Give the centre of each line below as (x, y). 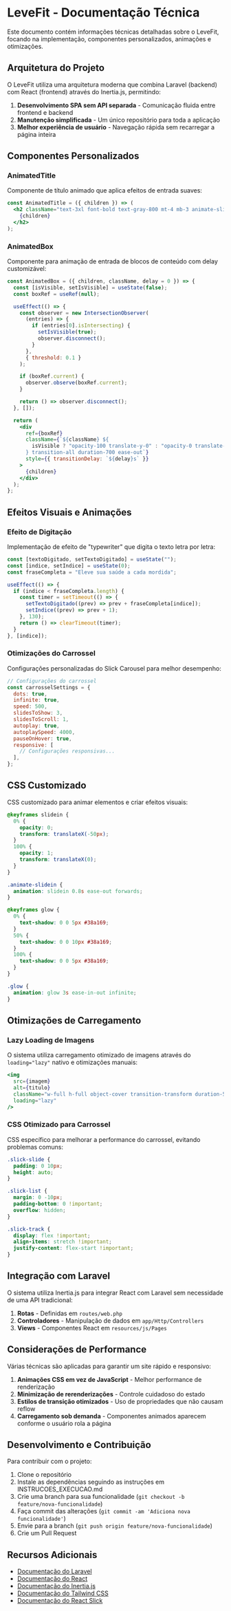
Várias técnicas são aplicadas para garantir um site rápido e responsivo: (109, 1366)
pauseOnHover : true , (43, 738)
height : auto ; (33, 1172)
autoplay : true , (36, 726)
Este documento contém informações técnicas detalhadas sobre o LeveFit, (113, 32)
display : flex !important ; (52, 1235)
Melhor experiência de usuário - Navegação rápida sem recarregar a (116, 127)
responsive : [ (33, 745)
